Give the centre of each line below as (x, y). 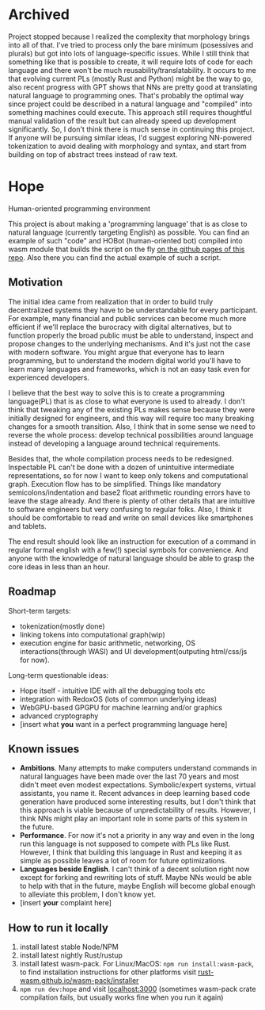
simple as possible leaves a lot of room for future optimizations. (123, 861)
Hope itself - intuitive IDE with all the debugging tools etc (112, 691)
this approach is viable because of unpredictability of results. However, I (137, 810)
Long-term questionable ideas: (59, 675)
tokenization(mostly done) (62, 626)
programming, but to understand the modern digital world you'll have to (125, 360)
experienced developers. (49, 377)
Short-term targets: (40, 610)
